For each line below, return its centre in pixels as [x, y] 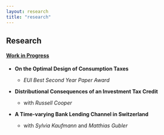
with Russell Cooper [48, 103]
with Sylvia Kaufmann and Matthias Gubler [76, 126]
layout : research [27, 11]
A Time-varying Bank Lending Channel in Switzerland [81, 114]
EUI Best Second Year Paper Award [66, 80]
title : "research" [29, 17]
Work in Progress [28, 56]
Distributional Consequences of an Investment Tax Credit [86, 92]
